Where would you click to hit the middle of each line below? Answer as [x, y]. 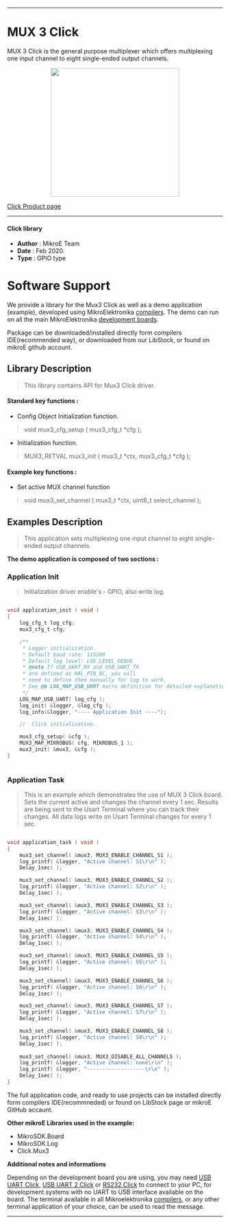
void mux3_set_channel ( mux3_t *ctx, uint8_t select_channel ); [113, 501]
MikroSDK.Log [37, 1143]
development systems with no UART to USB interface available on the [105, 1192]
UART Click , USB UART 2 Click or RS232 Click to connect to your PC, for [110, 1184]
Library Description [49, 369]
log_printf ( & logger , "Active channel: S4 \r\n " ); [93, 937]
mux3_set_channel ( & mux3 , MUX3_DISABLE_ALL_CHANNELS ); [101, 1057]
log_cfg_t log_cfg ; [47, 623]
